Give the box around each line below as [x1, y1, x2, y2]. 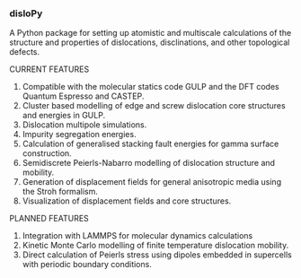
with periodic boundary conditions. [22, 259, 153, 270]
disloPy [9, 7, 43, 20]
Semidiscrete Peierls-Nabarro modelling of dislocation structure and [22, 158, 276, 169]
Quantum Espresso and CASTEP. [22, 91, 145, 101]
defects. [9, 47, 40, 57]
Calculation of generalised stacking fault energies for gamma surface [22, 138, 279, 150]
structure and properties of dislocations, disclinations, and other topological [9, 37, 290, 48]
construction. [22, 148, 72, 159]
